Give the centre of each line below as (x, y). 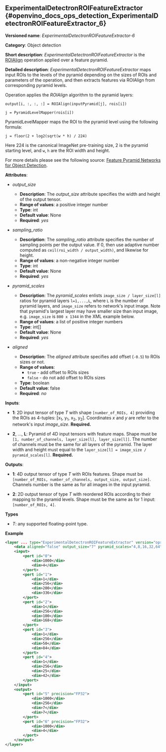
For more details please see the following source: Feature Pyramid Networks (83, 160)
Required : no (33, 393)
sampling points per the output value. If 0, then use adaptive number (89, 245)
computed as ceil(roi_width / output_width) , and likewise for (84, 250)
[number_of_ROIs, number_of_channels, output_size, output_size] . (82, 479)
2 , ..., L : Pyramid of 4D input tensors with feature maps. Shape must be (84, 434)
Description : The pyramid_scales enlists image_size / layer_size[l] (90, 295)
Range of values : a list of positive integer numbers (71, 321)
